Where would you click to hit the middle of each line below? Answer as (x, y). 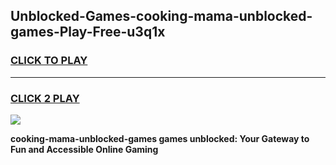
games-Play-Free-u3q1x (88, 32)
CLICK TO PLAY (49, 61)
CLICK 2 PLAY (45, 98)
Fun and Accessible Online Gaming (84, 149)
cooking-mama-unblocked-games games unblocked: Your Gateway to (160, 138)
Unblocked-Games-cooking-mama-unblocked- (161, 16)
